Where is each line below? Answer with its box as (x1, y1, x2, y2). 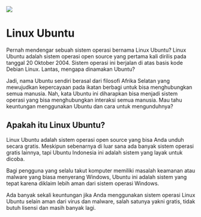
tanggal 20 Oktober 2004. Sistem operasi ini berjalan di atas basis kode (6, 59, 183, 66)
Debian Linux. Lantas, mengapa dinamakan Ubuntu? (6, 66, 135, 73)
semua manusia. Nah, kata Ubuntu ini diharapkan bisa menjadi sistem (6, 90, 178, 97)
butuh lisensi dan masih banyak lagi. (6, 204, 96, 211)
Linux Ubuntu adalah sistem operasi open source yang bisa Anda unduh (6, 136, 184, 143)
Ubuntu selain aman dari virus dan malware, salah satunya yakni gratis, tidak (6, 198, 196, 205)
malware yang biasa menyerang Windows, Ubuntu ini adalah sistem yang (6, 173, 187, 180)
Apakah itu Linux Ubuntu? (6, 120, 106, 130)
